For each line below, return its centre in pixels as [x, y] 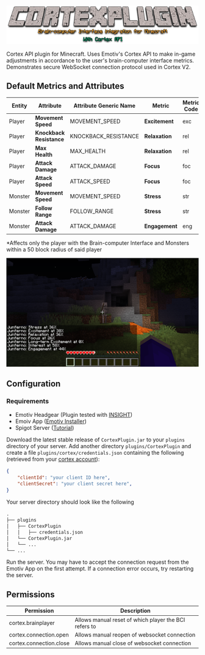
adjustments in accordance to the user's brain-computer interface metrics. [100, 60]
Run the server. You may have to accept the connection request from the [98, 562]
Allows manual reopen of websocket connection [135, 634]
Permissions [31, 594]
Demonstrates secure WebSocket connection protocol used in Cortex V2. [99, 67]
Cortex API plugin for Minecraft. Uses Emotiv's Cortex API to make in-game [101, 54]
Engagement [161, 226]
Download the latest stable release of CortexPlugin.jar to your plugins [95, 440]
